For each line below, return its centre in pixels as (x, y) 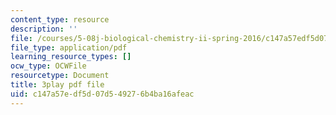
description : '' (44, 29)
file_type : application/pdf (69, 47)
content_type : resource (60, 19)
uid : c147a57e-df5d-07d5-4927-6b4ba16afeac (102, 94)
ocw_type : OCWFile (48, 66)
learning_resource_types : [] (71, 57)
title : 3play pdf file (57, 85)
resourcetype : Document (60, 76)
